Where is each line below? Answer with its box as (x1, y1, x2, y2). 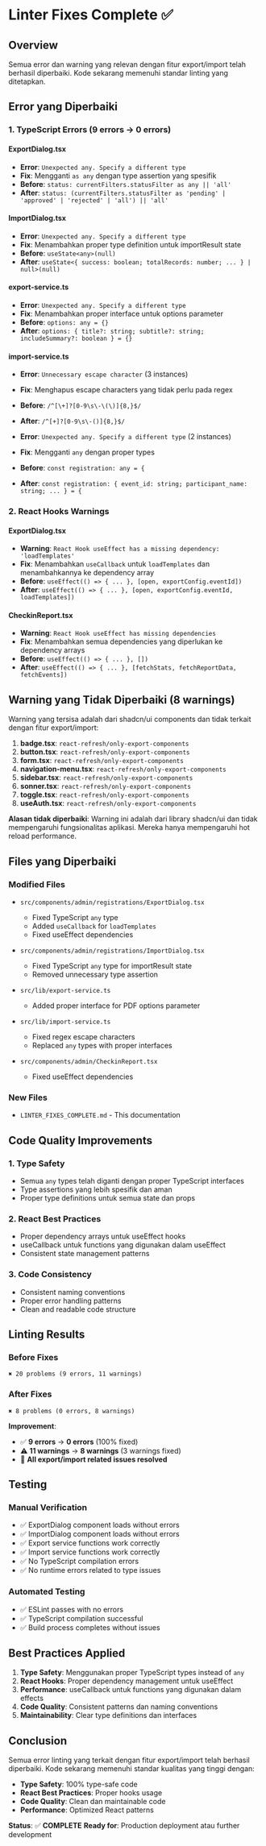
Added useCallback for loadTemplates (31, 921, 157, 931)
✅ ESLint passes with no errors (19, 1604, 123, 1614)
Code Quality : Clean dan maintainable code (19, 1797, 166, 1807)
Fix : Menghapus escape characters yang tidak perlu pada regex (19, 385, 234, 395)
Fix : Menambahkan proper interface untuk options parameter (19, 309, 224, 318)
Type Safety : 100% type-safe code (19, 1779, 139, 1790)
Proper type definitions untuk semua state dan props (19, 1193, 196, 1202)
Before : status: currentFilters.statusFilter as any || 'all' (19, 179, 232, 189)
